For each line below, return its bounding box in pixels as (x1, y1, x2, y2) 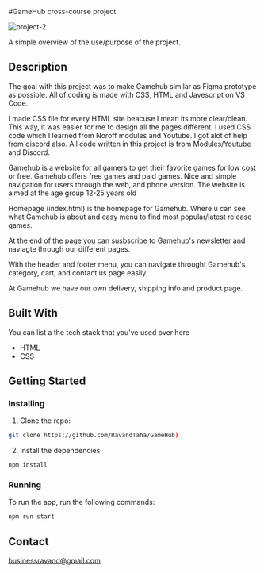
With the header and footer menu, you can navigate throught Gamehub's (8, 260, 246, 269)
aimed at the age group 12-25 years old (8, 188, 137, 198)
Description (8, 60, 67, 74)
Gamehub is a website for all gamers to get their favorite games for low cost (8, 163, 256, 172)
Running (8, 479, 42, 490)
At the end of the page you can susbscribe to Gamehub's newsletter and (8, 236, 246, 245)
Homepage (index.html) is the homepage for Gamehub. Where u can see (8, 203, 246, 213)
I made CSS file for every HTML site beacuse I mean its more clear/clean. (8, 113, 248, 123)
